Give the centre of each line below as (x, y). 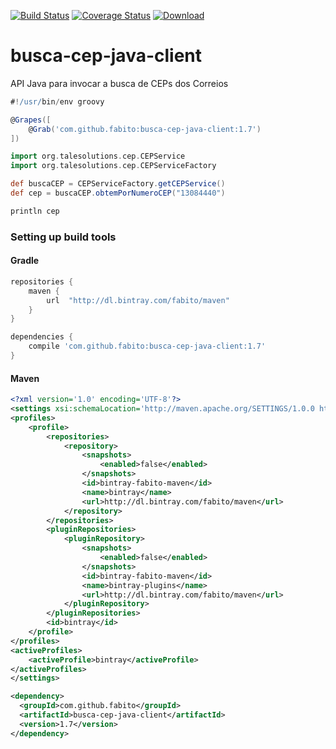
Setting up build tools (63, 237)
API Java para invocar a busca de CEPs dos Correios (119, 83)
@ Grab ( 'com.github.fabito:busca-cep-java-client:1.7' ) (145, 129)
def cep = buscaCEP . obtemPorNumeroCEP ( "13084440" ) (118, 193)
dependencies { (42, 337)
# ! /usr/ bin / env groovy (57, 101)
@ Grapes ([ (31, 120)
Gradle (25, 261)
